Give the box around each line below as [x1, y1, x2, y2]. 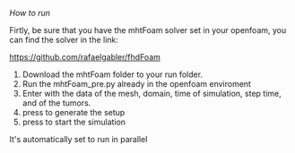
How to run [9, 8, 51, 18]
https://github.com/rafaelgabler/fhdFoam [9, 52, 161, 62]
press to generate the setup [22, 107, 126, 117]
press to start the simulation [22, 116, 126, 127]
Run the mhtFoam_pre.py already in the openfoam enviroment [22, 79, 251, 89]
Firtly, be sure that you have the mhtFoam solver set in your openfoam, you [9, 25, 287, 35]
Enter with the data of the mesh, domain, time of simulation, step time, [22, 89, 282, 98]
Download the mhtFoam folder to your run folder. [22, 69, 204, 80]
